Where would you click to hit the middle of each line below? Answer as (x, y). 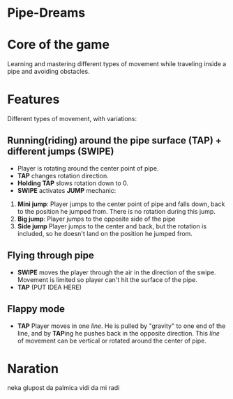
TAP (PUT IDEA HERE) (50, 287)
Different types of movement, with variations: (72, 119)
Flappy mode (36, 309)
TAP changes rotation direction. (63, 175)
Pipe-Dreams (46, 13)
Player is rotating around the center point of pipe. (88, 168)
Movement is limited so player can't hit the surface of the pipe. (107, 279)
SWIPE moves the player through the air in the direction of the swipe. (116, 272)
